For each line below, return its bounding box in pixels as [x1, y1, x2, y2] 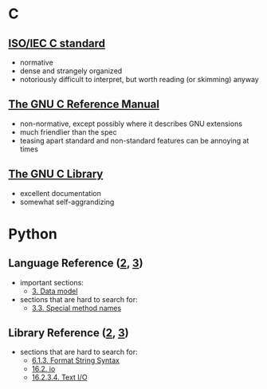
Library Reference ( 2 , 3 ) [8, 326, 129, 340]
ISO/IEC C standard [8, 37, 106, 50]
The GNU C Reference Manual [8, 97, 159, 112]
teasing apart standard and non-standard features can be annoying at [19, 136, 249, 145]
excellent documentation [19, 188, 101, 198]
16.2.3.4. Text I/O [31, 372, 88, 383]
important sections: [19, 277, 84, 287]
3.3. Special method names [31, 303, 122, 312]
